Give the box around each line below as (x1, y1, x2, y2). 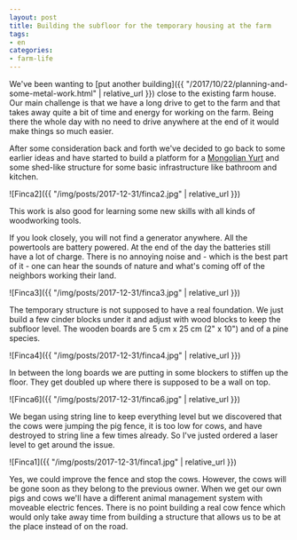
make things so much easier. (9, 126, 114, 136)
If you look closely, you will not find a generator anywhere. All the (9, 233, 248, 242)
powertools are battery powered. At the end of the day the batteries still (9, 242, 270, 252)
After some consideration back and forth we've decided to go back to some (9, 143, 285, 154)
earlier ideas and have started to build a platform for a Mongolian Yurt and (9, 153, 279, 163)
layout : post (9, 12, 58, 22)
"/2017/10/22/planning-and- (185, 79, 288, 89)
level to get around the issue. (9, 440, 115, 449)
